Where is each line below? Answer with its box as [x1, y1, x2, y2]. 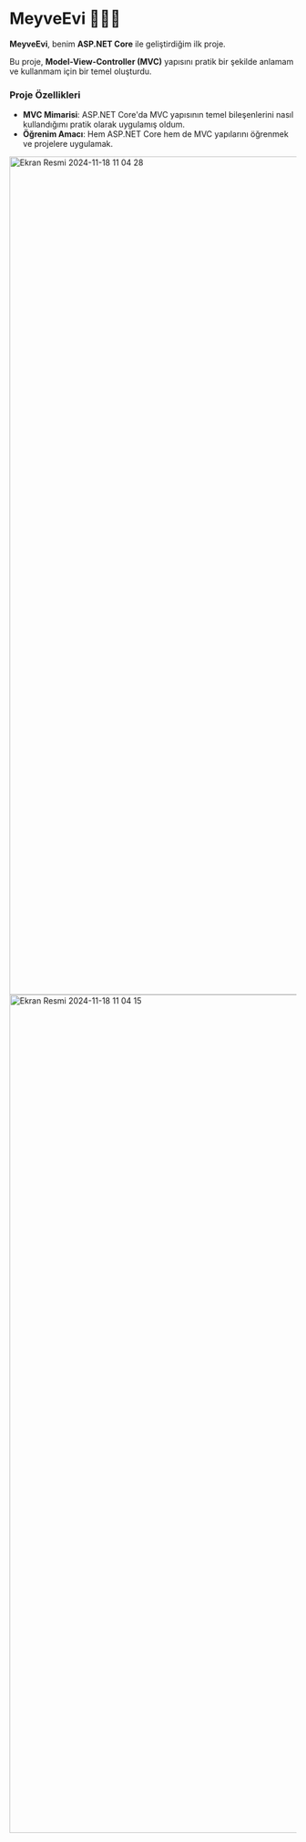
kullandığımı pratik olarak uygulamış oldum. [22, 119, 185, 130]
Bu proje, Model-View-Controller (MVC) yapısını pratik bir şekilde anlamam [9, 56, 294, 67]
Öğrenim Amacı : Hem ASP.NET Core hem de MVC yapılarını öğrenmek [22, 129, 289, 140]
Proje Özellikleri [9, 88, 81, 101]
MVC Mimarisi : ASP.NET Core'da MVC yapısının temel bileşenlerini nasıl [22, 109, 294, 120]
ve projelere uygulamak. [22, 139, 114, 150]
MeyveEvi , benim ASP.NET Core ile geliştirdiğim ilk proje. [9, 38, 226, 49]
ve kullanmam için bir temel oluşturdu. [9, 66, 152, 77]
